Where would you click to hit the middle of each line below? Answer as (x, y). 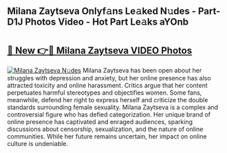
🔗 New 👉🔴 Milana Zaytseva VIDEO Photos (100, 50)
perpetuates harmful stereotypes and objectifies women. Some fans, (105, 93)
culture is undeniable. (38, 144)
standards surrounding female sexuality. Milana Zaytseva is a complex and (113, 107)
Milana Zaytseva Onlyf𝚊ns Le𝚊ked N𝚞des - (101, 11)
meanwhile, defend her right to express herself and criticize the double (108, 100)
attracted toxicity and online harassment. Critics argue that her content (107, 85)
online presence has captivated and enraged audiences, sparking (100, 122)
